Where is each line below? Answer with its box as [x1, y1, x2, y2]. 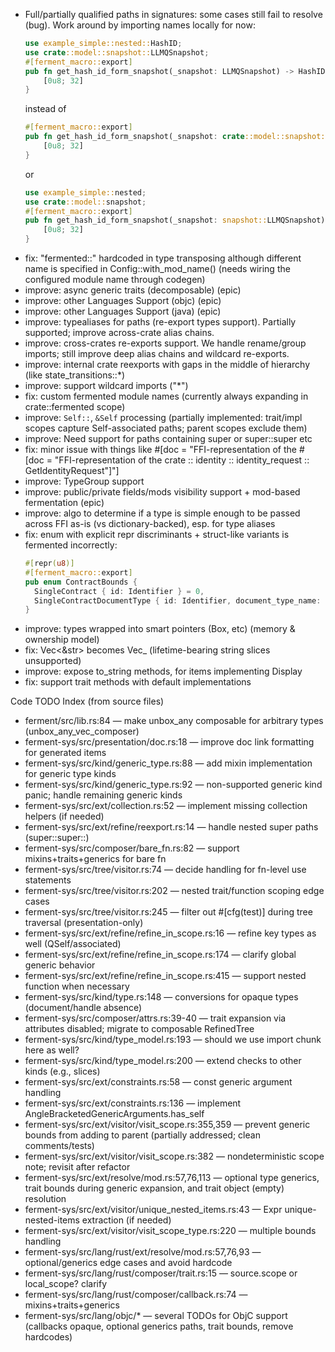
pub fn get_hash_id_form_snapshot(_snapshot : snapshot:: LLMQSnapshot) [24, 215, 326, 226]
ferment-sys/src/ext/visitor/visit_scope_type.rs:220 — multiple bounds [24, 1225, 317, 1237]
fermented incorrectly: [24, 539, 118, 551]
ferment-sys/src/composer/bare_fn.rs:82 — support [24, 842, 240, 854]
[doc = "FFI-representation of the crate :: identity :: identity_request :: [24, 454, 310, 466]
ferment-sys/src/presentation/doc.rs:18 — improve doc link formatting [24, 736, 315, 748]
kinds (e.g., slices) [24, 1065, 101, 1078]
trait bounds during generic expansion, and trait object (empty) [24, 1182, 285, 1194]
